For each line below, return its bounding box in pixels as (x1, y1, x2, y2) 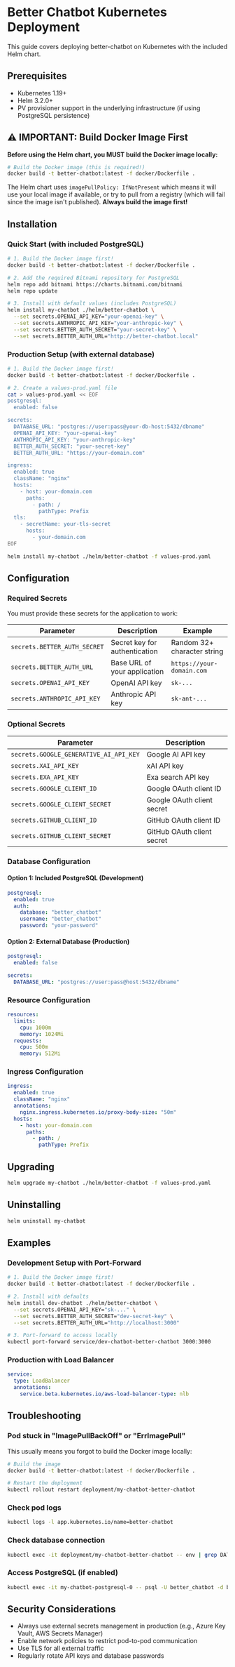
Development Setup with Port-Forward (7, 1258, 142, 1268)
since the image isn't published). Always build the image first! (7, 198, 188, 206)
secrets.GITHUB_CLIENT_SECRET (10, 832, 112, 839)
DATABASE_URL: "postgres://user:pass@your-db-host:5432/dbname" (13, 423, 205, 430)
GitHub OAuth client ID (146, 815, 221, 825)
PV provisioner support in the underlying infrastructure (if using (17, 103, 201, 112)
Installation (7, 218, 57, 230)
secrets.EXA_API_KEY (10, 773, 79, 781)
